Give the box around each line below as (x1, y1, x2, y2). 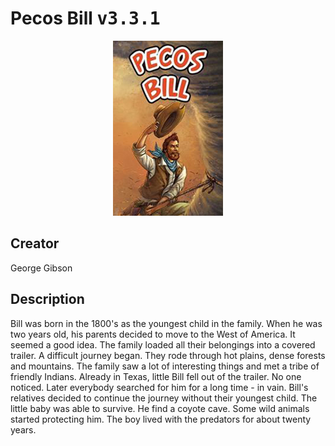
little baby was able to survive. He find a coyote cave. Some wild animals (10, 402, 310, 414)
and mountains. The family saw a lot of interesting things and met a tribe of (10, 360, 320, 372)
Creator (10, 235, 60, 252)
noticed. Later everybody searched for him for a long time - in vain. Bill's (10, 381, 309, 393)
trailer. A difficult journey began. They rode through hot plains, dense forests (10, 349, 326, 361)
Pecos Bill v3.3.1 (10, 7, 161, 30)
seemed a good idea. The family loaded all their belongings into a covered (10, 338, 316, 351)
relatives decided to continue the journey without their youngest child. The (10, 392, 318, 404)
